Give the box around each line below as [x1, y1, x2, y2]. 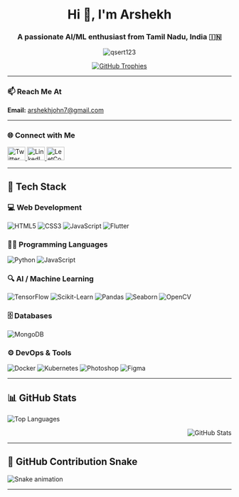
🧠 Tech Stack [7, 181, 67, 193]
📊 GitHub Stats [7, 392, 77, 404]
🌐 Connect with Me [7, 130, 76, 140]
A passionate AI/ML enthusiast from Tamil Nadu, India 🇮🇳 [17, 32, 222, 42]
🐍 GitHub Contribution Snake [7, 456, 138, 468]
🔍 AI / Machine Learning [7, 274, 94, 284]
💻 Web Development [7, 203, 82, 212]
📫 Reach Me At [7, 87, 62, 97]
